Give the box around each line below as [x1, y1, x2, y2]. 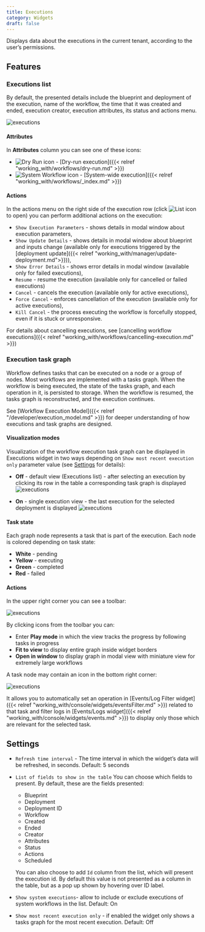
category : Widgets [6, 15, 53, 21]
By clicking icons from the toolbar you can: [6, 621, 115, 628]
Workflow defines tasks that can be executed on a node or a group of [6, 369, 182, 376]
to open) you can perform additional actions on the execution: [6, 212, 163, 220]
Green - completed [15, 563, 64, 571]
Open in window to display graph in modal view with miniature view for [15, 652, 195, 660]
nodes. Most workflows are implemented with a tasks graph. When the [6, 375, 185, 383]
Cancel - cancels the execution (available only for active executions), [15, 289, 189, 296]
